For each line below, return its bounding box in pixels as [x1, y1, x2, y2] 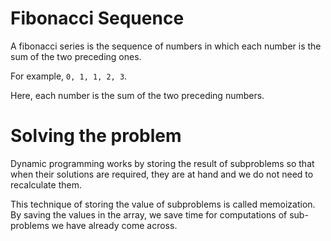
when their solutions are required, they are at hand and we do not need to [10, 168, 314, 180]
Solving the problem [10, 125, 182, 147]
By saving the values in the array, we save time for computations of [10, 208, 288, 221]
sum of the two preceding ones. [10, 50, 142, 62]
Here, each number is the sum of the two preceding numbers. [10, 89, 265, 101]
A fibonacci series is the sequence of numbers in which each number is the [10, 40, 322, 52]
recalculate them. [10, 178, 82, 191]
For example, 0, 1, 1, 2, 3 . [10, 70, 128, 82]
